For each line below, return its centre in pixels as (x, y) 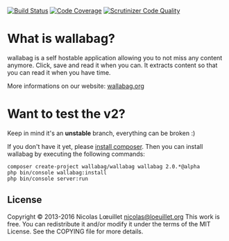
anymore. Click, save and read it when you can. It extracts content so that (112, 65)
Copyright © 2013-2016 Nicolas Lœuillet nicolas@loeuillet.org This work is (113, 216)
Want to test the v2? (67, 114)
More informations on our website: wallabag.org (76, 86)
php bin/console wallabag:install (57, 172)
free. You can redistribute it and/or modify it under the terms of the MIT (109, 224)
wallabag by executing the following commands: (76, 154)
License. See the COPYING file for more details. (75, 231)
